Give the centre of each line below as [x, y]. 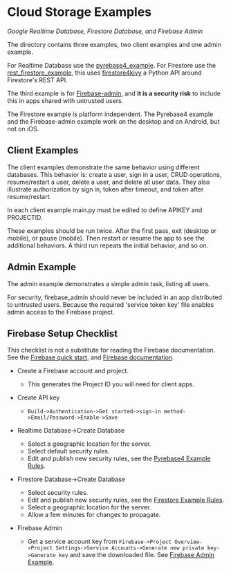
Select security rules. [58, 493]
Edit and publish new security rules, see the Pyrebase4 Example [119, 459]
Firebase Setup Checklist [63, 334]
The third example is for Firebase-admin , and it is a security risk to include [114, 93]
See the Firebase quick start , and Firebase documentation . [91, 357]
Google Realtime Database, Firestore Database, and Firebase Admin [105, 31]
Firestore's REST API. [37, 79]
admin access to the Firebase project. [61, 312]
